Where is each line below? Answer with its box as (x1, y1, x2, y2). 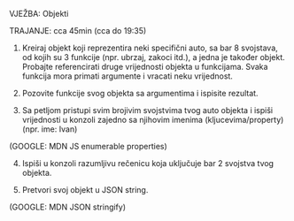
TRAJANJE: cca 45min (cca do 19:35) (9, 26, 147, 35)
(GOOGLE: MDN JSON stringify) (9, 202, 127, 212)
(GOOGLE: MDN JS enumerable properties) (9, 141, 168, 151)
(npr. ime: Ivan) (21, 124, 78, 134)
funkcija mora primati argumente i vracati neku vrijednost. (21, 71, 233, 81)
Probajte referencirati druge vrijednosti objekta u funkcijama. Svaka (21, 62, 268, 72)
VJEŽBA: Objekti (9, 9, 69, 19)
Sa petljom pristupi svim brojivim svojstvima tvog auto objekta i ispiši (21, 105, 274, 115)
